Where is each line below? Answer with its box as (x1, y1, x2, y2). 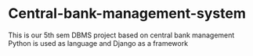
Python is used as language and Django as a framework (8, 38, 189, 47)
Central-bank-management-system (8, 5, 247, 23)
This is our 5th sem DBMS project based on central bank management (8, 30, 235, 40)
